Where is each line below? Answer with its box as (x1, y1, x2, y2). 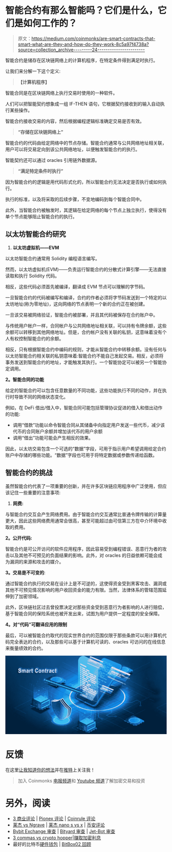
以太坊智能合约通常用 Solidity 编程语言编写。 (5, 255, 100, 261)
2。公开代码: (5, 535, 32, 541)
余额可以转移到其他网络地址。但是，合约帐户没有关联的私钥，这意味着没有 (5, 329, 162, 335)
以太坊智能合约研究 (5, 230, 66, 239)
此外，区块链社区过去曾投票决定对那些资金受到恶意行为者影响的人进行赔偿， (5, 604, 167, 610)
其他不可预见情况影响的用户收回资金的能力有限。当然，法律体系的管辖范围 (5, 587, 162, 593)
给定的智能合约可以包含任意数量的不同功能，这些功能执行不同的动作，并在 (5, 387, 162, 393)
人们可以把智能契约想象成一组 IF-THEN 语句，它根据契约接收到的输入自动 (5, 100, 160, 107)
